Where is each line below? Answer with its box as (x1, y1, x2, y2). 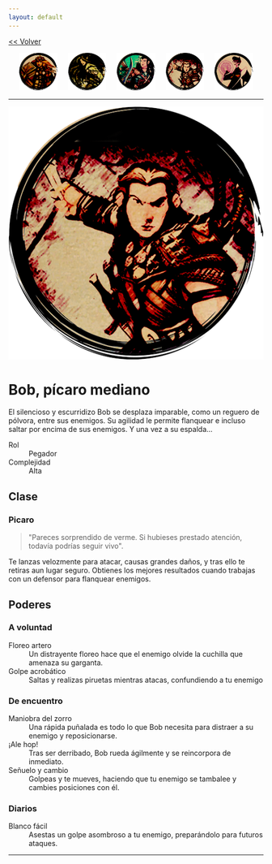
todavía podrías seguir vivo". (28, 541, 124, 551)
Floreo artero (8, 640, 52, 650)
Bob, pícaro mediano (8, 380, 151, 399)
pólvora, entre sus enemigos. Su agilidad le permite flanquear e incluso (8, 416, 246, 426)
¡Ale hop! (8, 740, 39, 750)
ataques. (28, 839, 58, 849)
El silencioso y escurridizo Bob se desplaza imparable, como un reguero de (8, 407, 260, 417)
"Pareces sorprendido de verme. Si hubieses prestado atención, (28, 533, 243, 542)
